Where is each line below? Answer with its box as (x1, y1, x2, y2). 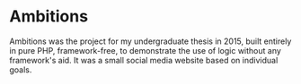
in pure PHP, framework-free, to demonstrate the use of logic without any (9, 45, 281, 55)
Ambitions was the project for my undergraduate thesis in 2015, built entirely (9, 36, 292, 46)
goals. (9, 64, 32, 75)
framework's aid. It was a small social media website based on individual (9, 55, 279, 65)
